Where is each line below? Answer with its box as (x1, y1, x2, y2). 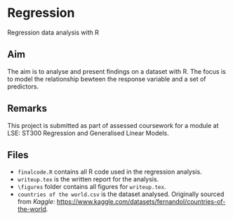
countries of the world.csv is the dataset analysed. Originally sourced (17, 190, 225, 198)
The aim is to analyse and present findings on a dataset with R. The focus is (7, 67, 226, 75)
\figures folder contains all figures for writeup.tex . (17, 183, 166, 191)
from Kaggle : (17, 198, 55, 206)
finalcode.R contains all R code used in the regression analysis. (17, 167, 202, 176)
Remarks (7, 103, 48, 115)
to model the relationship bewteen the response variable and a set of (7, 75, 206, 83)
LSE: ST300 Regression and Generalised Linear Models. (7, 129, 170, 137)
